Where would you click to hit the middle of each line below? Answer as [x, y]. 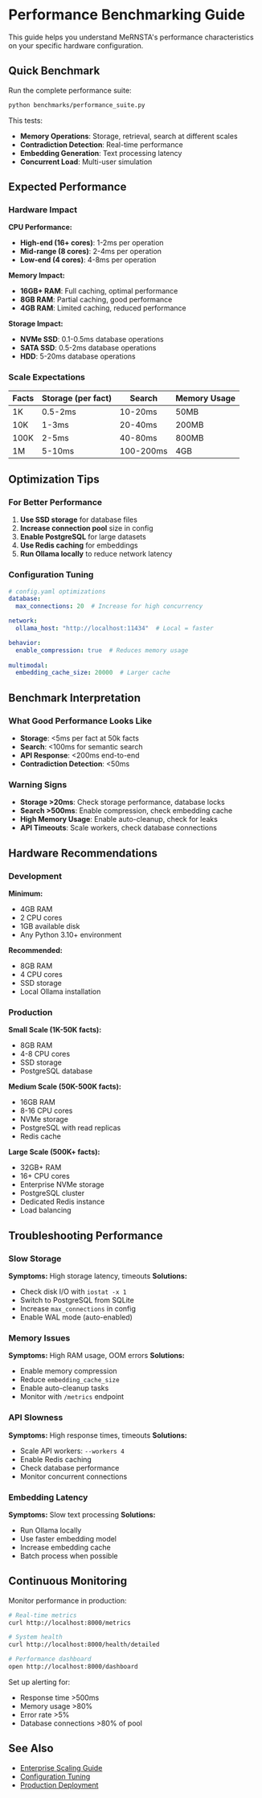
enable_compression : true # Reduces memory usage [102, 650]
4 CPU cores [41, 975]
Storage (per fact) [77, 398]
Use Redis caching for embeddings [79, 545]
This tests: [25, 120]
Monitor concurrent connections [74, 1476]
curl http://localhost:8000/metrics [70, 1623]
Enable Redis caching [56, 1459]
